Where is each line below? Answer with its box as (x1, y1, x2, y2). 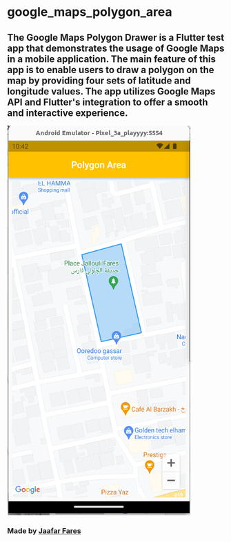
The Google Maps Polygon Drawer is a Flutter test (7, 32, 225, 43)
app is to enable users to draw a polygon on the (7, 63, 214, 76)
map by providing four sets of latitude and (7, 74, 191, 86)
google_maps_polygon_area (7, 4, 172, 20)
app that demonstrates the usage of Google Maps (7, 42, 225, 54)
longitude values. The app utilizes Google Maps (7, 86, 216, 97)
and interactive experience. (7, 107, 128, 119)
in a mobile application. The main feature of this (7, 53, 216, 65)
